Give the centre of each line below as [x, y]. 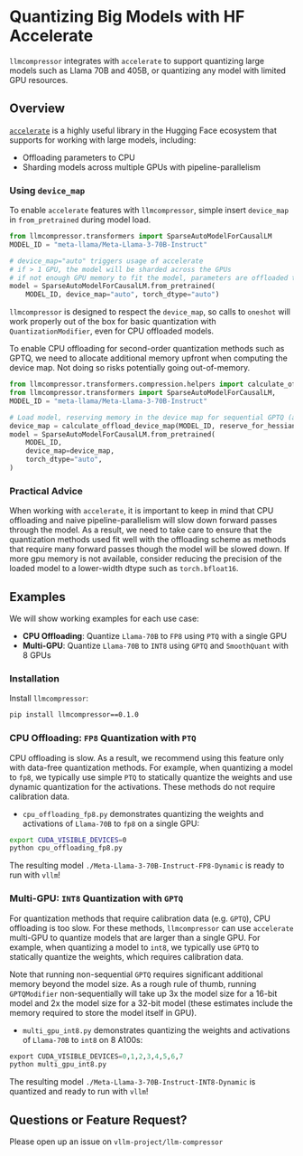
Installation [35, 678]
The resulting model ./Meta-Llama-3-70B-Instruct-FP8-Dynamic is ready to [147, 866]
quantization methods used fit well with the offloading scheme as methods [148, 540]
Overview [37, 109]
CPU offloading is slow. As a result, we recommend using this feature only [147, 757]
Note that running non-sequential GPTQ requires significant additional [136, 974]
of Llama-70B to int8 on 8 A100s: [83, 1039]
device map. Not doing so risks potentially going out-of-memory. [130, 368]
